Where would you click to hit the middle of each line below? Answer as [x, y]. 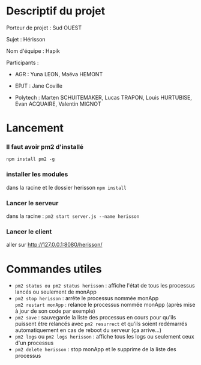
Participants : [22, 62]
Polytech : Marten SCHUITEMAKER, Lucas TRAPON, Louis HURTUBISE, [103, 97]
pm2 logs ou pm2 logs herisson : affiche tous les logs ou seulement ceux [105, 337]
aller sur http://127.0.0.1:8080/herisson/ [55, 245]
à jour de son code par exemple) [55, 311]
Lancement [35, 128]
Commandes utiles [54, 269]
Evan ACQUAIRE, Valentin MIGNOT [58, 104]
